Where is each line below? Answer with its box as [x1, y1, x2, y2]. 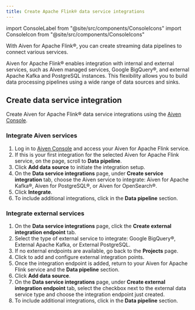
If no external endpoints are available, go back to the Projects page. [14, 247, 179, 254]
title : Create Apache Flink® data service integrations [6, 8, 145, 15]
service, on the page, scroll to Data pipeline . [14, 157, 122, 164]
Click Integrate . [14, 188, 53, 195]
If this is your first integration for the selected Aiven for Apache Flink [14, 151, 179, 158]
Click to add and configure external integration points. [14, 254, 145, 261]
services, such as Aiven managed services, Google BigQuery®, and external [6, 66, 190, 73]
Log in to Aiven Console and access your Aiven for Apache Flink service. [14, 144, 190, 152]
